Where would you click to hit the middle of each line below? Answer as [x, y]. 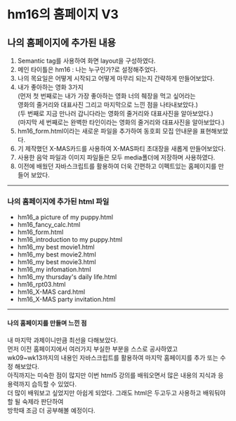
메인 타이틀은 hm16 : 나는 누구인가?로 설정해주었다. [87, 70]
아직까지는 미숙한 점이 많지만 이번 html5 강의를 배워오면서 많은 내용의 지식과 [112, 375]
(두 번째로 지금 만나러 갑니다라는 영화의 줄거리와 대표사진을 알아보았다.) [115, 114]
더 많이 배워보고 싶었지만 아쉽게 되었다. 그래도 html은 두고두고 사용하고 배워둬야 [117, 393]
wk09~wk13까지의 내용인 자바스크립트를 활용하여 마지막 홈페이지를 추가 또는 [113, 357]
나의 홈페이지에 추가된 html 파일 [58, 201]
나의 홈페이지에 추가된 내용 [61, 43]
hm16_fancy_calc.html [49, 225]
